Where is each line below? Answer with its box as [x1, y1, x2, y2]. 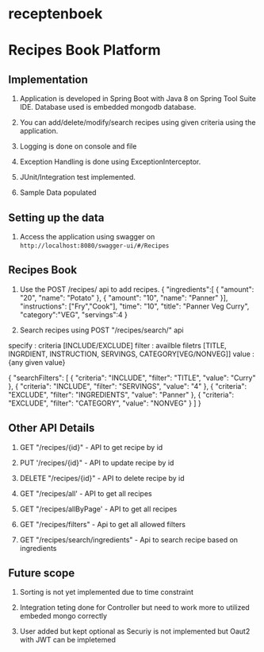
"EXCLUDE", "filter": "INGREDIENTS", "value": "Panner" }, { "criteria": [8, 390, 235, 399]
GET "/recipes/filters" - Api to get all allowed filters [19, 519, 186, 529]
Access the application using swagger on [19, 232, 155, 241]
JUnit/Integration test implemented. [19, 173, 136, 182]
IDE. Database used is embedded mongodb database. [19, 103, 197, 112]
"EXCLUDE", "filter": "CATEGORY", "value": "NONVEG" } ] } [8, 398, 202, 408]
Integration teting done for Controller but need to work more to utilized [19, 603, 250, 612]
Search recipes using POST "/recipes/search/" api [19, 325, 184, 335]
